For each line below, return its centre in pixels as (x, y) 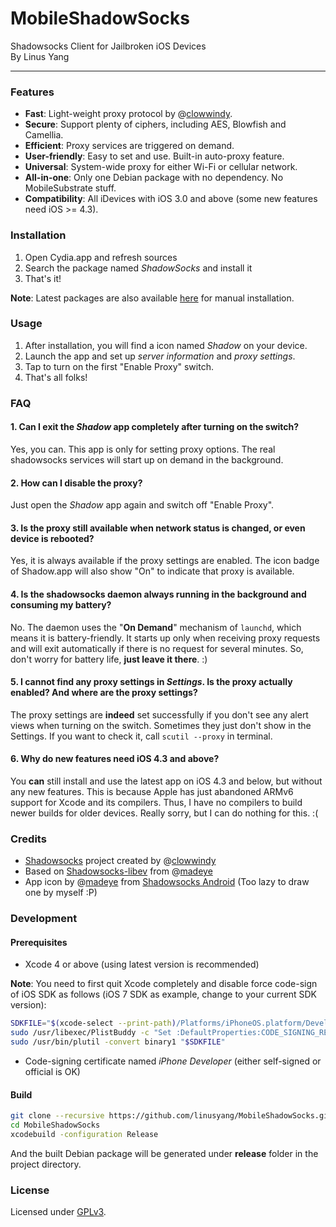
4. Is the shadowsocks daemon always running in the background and (158, 594)
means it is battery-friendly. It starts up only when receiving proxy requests (165, 638)
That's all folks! (56, 377)
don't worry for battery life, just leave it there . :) (109, 659)
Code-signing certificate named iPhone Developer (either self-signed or (173, 1061)
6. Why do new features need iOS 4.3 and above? (115, 759)
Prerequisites (39, 942)
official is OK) (52, 1072)
